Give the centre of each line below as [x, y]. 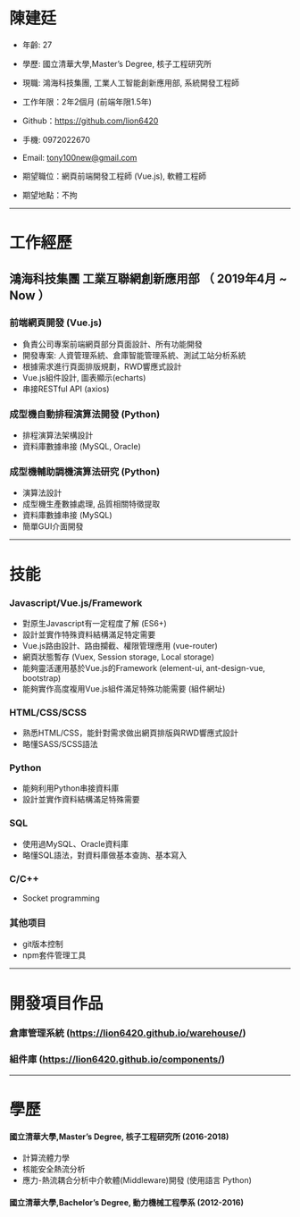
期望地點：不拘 [50, 195]
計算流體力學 [46, 1158]
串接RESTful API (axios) [66, 389]
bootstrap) [42, 678]
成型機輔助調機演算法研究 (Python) [85, 472]
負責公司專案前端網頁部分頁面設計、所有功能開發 [112, 344]
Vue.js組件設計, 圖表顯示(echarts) [84, 377]
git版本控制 [43, 944]
